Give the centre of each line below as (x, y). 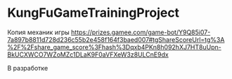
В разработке (28, 68)
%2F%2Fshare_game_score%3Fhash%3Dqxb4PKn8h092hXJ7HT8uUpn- (114, 47)
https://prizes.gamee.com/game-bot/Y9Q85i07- (141, 32)
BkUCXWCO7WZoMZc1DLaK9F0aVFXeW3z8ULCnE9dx (88, 55)
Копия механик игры (39, 32)
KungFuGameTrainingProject (94, 13)
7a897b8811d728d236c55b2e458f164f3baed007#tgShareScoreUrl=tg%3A (116, 39)
